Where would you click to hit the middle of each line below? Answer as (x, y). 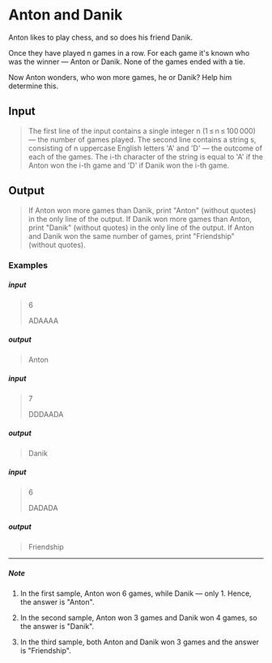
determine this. (34, 86)
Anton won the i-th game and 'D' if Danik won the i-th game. (129, 165)
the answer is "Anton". (57, 602)
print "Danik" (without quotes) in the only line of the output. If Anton (141, 227)
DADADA (43, 508)
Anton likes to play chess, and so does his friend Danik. (101, 37)
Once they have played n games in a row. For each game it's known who (129, 53)
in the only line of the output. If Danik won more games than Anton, (140, 219)
